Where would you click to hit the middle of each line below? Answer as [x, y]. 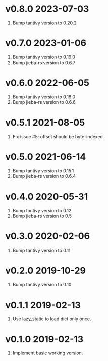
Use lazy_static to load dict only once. [52, 319]
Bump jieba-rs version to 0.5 [42, 216]
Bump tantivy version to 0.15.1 [43, 171]
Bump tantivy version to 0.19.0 [44, 57]
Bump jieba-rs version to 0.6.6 [44, 102]
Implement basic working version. [48, 353]
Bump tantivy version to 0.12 [42, 210]
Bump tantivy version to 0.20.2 [44, 23]
